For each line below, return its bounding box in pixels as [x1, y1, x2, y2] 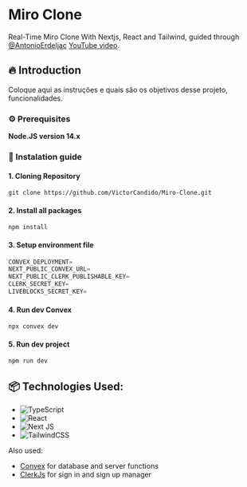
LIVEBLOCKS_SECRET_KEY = [8, 287, 88, 296]
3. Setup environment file [8, 240, 94, 249]
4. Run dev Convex [8, 305, 72, 315]
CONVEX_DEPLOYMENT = [8, 258, 73, 266]
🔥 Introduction [8, 64, 81, 77]
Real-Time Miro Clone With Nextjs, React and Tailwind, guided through [8, 32, 240, 42]
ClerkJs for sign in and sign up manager [19, 469, 151, 480]
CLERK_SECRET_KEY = [8, 280, 69, 288]
